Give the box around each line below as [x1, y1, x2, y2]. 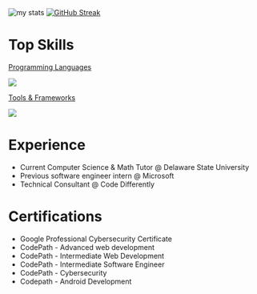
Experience [8, 136, 86, 155]
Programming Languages [8, 62, 92, 71]
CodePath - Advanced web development [19, 242, 155, 252]
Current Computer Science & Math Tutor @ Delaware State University [19, 162, 250, 171]
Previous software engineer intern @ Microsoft [19, 171, 175, 180]
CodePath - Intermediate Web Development [19, 251, 165, 260]
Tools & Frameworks [8, 92, 76, 103]
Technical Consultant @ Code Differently [19, 179, 155, 189]
